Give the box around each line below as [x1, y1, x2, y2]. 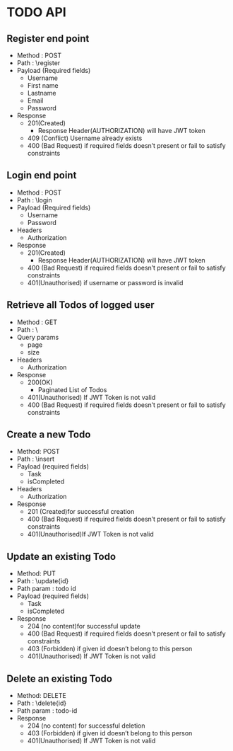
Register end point [6, 33, 90, 45]
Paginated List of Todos [37, 385, 107, 394]
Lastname [27, 89, 56, 97]
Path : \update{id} [16, 577, 69, 585]
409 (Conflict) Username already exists [27, 134, 143, 142]
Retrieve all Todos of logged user [6, 299, 155, 311]
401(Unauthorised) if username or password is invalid [27, 278, 184, 287]
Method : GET [16, 318, 58, 326]
